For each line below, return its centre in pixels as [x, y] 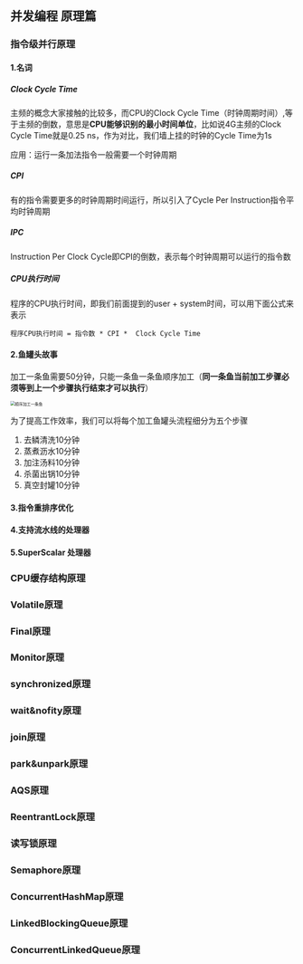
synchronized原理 [51, 684]
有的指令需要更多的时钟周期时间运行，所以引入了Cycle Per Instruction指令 [148, 200]
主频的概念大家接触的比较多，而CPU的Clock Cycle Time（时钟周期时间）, [148, 112]
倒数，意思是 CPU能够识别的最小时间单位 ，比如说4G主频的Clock [161, 124]
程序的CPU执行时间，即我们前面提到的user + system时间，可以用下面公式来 [152, 303]
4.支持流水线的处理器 [50, 530]
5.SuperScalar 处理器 [51, 552]
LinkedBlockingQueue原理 [69, 923]
